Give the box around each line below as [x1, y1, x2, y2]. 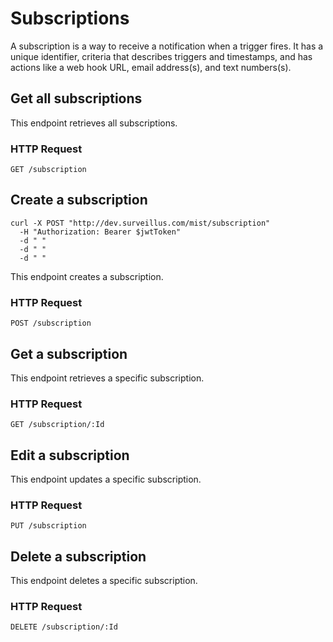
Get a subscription [10, 345, 128, 362]
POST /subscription [10, 318, 92, 329]
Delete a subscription [10, 548, 147, 565]
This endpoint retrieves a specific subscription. [10, 372, 205, 384]
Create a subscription [10, 192, 148, 209]
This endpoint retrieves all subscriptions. [10, 117, 178, 129]
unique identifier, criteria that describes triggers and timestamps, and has [10, 50, 313, 62]
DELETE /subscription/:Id [10, 622, 118, 632]
